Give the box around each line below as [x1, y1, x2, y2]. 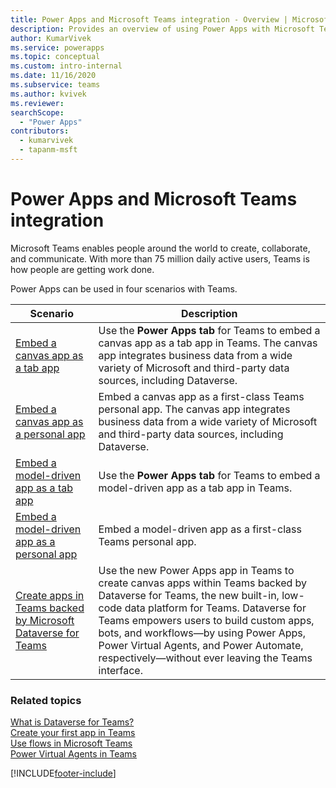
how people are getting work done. [10, 263, 155, 275]
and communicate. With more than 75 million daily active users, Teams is [10, 252, 310, 265]
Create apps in [15, 588, 85, 602]
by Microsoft [15, 613, 75, 627]
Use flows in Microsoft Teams [10, 737, 133, 750]
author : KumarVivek [10, 33, 92, 43]
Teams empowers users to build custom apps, [98, 613, 315, 627]
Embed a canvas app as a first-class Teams [98, 389, 305, 403]
